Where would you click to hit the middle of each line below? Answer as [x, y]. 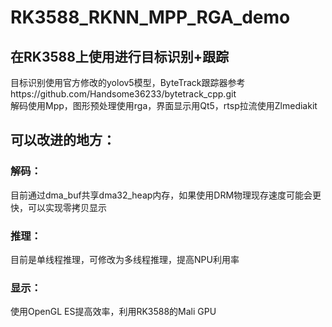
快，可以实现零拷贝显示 [58, 207]
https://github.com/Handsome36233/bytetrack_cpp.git [123, 94]
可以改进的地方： [63, 140]
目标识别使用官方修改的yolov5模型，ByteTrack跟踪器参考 [128, 82]
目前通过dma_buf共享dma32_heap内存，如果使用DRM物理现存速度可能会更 [166, 195]
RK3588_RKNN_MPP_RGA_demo [150, 17]
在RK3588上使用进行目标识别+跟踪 [120, 56]
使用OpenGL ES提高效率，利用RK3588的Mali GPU [113, 312]
